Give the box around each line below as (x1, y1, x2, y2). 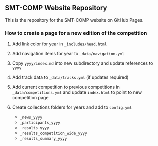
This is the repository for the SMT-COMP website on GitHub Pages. (5, 17, 144, 23)
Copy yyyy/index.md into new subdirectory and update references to (12, 60, 153, 66)
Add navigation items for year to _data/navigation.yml (12, 51, 125, 57)
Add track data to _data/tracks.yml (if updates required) (12, 74, 129, 80)
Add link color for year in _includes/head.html (12, 41, 107, 47)
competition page (12, 95, 49, 101)
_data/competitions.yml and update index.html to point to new (12, 89, 142, 95)
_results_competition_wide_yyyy (19, 131, 87, 136)
